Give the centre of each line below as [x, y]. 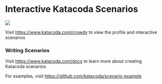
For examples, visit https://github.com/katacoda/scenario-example [73, 76]
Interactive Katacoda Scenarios [72, 9]
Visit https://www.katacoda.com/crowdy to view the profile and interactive [81, 32]
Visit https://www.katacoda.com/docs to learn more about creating [74, 61]
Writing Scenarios [27, 50]
